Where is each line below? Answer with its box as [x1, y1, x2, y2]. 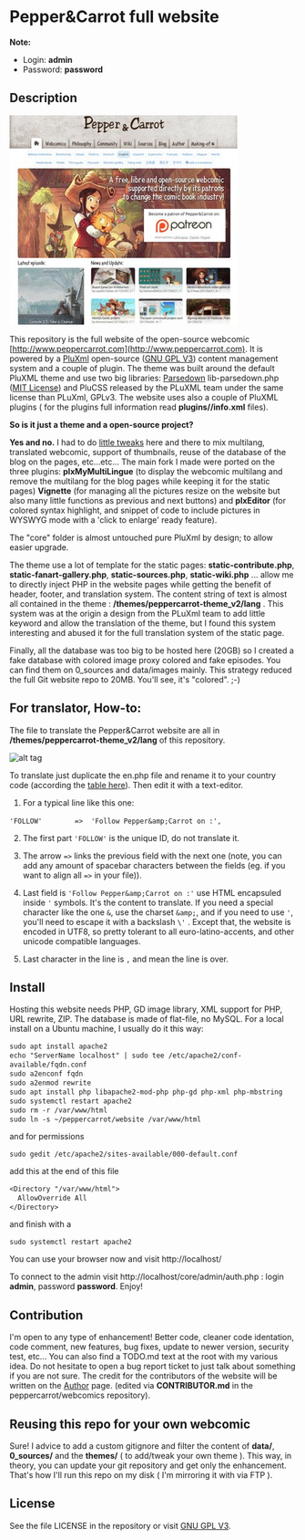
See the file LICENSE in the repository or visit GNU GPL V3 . [9, 1520, 231, 1531]
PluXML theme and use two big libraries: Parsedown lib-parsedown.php [9, 372, 280, 383]
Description [9, 90, 77, 106]
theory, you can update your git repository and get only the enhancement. [9, 1460, 287, 1471]
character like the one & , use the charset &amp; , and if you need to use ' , [22, 906, 294, 918]
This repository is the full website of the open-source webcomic [9, 333, 250, 344]
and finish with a [9, 1219, 71, 1230]
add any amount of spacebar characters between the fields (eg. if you [22, 859, 286, 870]
